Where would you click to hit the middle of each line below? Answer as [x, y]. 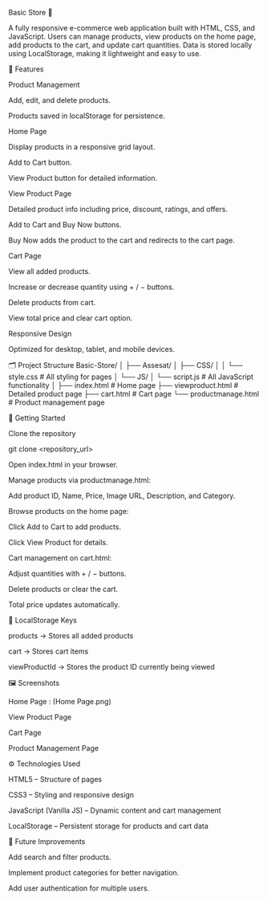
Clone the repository [42, 433]
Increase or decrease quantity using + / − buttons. [91, 287]
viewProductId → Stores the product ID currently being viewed [111, 667]
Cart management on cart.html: [60, 558]
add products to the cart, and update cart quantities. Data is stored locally [130, 45]
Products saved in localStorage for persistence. [87, 116]
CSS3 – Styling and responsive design [71, 795]
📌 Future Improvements [47, 842]
